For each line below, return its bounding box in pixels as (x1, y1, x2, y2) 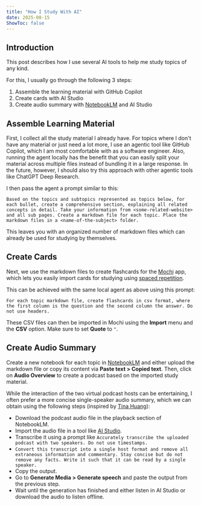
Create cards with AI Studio (14, 95, 83, 102)
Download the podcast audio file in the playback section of (14, 414, 162, 421)
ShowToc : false (6, 20, 45, 26)
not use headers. (6, 308, 50, 314)
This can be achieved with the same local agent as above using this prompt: (6, 286, 195, 293)
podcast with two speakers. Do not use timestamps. (14, 440, 148, 446)
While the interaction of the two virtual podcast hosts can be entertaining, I (6, 390, 193, 397)
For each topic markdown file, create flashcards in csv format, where (6, 297, 190, 303)
